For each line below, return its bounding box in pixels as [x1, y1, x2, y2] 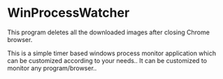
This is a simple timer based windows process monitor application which [7, 49, 217, 57]
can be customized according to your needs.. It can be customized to [7, 56, 208, 64]
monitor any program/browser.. [7, 64, 97, 72]
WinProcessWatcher [7, 5, 130, 21]
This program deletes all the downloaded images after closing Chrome [7, 28, 210, 36]
